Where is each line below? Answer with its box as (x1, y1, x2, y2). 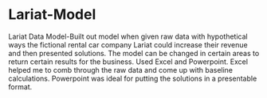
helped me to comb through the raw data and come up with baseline (8, 65, 234, 74)
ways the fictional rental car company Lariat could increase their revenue (8, 40, 249, 49)
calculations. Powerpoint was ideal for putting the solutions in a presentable (8, 73, 257, 83)
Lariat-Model (8, 6, 96, 24)
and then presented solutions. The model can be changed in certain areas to (8, 48, 260, 58)
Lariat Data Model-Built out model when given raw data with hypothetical (8, 32, 249, 41)
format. (8, 81, 33, 92)
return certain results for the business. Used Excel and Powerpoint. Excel (8, 57, 249, 66)
